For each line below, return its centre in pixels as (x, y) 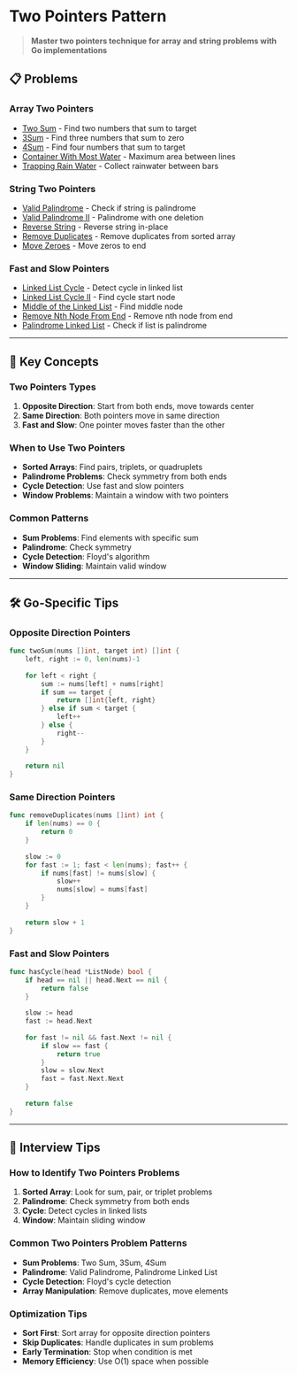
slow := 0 (43, 856)
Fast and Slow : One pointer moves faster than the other (123, 425)
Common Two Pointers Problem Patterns (98, 1243)
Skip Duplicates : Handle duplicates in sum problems (118, 1342)
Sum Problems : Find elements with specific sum (110, 537)
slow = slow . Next (72, 1070)
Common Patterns (49, 518)
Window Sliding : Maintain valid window (94, 566)
